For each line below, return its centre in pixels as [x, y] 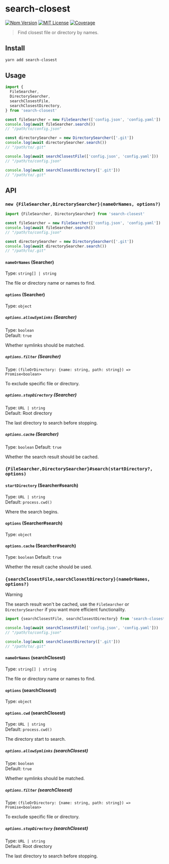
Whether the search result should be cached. [52, 457]
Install [15, 48]
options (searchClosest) [31, 690]
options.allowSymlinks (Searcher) [41, 317]
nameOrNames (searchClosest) [35, 658]
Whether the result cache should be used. [49, 567]
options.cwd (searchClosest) [35, 713]
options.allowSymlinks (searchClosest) [47, 750]
